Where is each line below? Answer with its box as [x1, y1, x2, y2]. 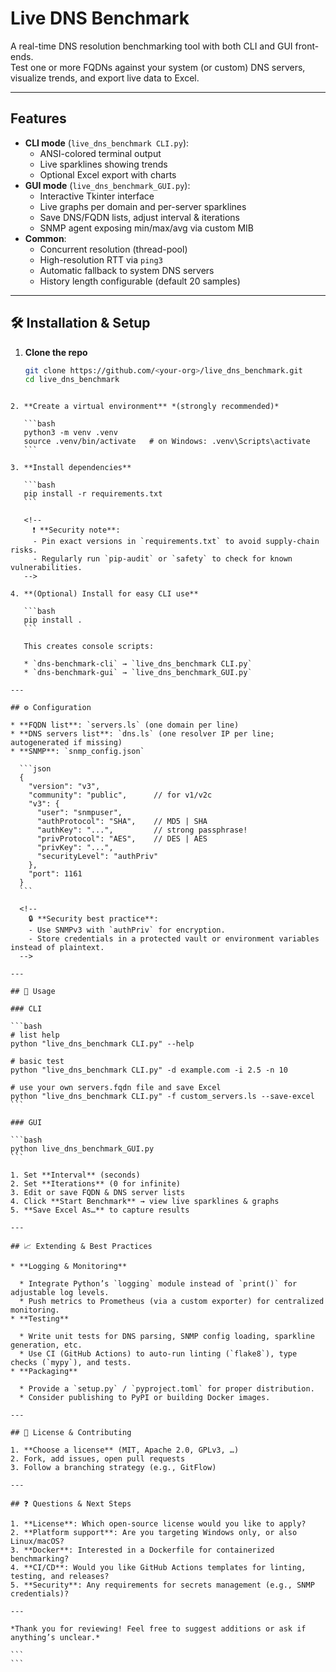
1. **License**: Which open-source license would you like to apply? [10, 1519, 307, 1529]
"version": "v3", [28, 782, 101, 792]
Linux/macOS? [10, 1537, 65, 1547]
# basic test [10, 1057, 65, 1067]
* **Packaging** [10, 1367, 78, 1377]
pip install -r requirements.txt [23, 489, 163, 499]
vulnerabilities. [10, 563, 83, 573]
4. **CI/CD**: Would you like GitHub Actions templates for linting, [10, 1563, 307, 1573]
